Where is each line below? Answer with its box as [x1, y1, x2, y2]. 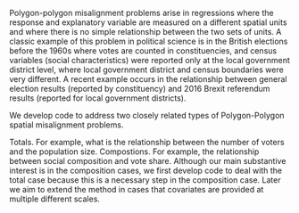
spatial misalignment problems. [9, 119, 124, 130]
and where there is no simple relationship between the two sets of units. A [9, 27, 282, 37]
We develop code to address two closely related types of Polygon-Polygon [9, 111, 285, 120]
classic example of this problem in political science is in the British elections [9, 36, 288, 46]
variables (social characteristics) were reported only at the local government [9, 55, 290, 65]
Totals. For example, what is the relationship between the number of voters [9, 137, 285, 147]
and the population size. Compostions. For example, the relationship [9, 146, 260, 157]
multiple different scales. [9, 193, 101, 204]
